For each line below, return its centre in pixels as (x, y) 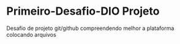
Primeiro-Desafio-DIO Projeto (83, 11)
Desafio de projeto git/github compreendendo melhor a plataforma (90, 28)
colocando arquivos (31, 34)
